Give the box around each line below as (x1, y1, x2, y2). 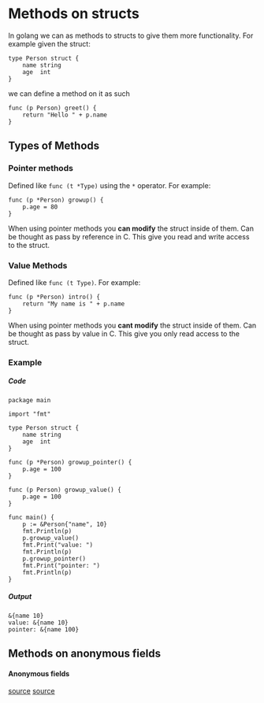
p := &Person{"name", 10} (22, 520, 108, 528)
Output (8, 592, 32, 601)
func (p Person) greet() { (8, 104, 97, 112)
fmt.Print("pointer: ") (22, 561, 101, 569)
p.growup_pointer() (22, 554, 87, 563)
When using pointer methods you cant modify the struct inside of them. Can (8, 320, 257, 330)
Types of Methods (8, 139, 100, 153)
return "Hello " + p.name (22, 111, 108, 119)
